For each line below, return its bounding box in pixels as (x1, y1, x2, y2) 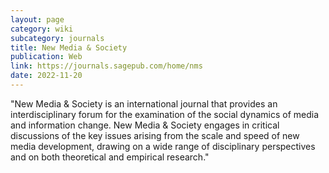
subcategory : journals (10, 33, 105, 43)
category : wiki (10, 24, 74, 34)
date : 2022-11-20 (10, 71, 83, 81)
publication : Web (10, 52, 83, 62)
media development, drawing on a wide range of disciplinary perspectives (10, 140, 316, 152)
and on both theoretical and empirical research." (10, 151, 210, 163)
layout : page (10, 14, 65, 25)
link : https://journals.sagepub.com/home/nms (10, 61, 203, 71)
